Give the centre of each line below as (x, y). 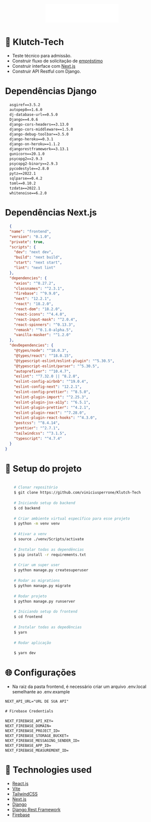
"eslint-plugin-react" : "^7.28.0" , (50, 413)
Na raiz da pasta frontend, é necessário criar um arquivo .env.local (79, 687)
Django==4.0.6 (24, 120)
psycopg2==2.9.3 (26, 159)
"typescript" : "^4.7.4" (38, 438)
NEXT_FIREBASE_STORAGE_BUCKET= (37, 736)
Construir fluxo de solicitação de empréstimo (57, 61)
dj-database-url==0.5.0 (33, 115)
